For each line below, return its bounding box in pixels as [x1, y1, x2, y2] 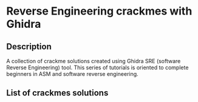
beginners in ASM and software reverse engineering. [6, 70, 138, 77]
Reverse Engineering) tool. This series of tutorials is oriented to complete [6, 64, 189, 71]
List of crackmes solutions [6, 88, 109, 98]
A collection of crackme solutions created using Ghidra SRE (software [6, 58, 181, 64]
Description [6, 41, 52, 52]
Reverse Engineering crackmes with [6, 4, 193, 18]
